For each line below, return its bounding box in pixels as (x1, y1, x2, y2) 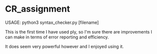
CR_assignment (5, 3, 70, 15)
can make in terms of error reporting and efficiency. (5, 34, 109, 40)
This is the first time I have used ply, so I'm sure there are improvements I (5, 29, 152, 35)
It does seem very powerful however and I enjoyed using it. (5, 43, 124, 49)
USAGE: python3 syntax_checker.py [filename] (5, 19, 99, 25)
